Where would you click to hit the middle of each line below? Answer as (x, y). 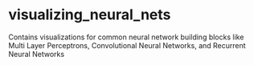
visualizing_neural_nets (90, 15)
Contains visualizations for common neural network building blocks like (126, 37)
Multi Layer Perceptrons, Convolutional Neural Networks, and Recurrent (127, 45)
